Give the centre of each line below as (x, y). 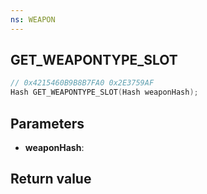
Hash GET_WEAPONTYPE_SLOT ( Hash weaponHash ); (104, 92)
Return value (51, 179)
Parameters (47, 123)
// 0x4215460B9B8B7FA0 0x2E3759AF (82, 83)
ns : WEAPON (33, 19)
